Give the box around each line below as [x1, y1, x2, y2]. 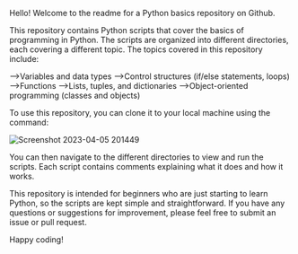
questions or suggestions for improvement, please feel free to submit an [9, 207, 276, 218]
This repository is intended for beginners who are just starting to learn [9, 188, 268, 198]
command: [9, 117, 49, 127]
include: [9, 54, 39, 64]
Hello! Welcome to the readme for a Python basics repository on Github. [9, 8, 276, 18]
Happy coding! [9, 234, 65, 245]
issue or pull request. [9, 217, 87, 227]
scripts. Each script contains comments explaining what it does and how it [9, 162, 284, 171]
